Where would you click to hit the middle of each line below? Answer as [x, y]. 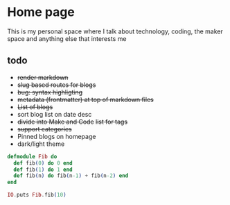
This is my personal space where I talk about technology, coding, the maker [115, 31]
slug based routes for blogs [56, 85]
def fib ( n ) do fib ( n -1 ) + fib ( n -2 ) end [71, 176]
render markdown [43, 77]
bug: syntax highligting [50, 92]
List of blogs [35, 107]
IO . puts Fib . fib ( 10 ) [37, 195]
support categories [44, 129]
